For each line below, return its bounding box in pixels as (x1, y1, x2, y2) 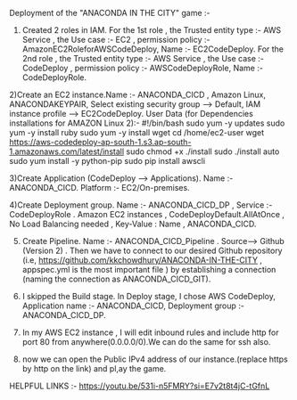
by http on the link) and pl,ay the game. (21, 363, 167, 373)
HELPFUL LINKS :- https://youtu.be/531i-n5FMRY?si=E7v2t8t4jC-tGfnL (9, 380, 270, 391)
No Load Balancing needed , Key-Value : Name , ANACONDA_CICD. (9, 218, 257, 229)
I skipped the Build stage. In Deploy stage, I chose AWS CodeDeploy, (21, 291, 276, 301)
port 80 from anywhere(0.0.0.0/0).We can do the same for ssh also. (21, 337, 271, 347)
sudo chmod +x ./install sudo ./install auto (126, 146, 280, 157)
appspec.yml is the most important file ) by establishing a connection (21, 265, 276, 274)
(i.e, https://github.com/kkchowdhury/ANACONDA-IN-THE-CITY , (21, 255, 263, 265)
